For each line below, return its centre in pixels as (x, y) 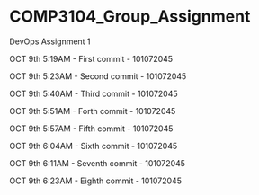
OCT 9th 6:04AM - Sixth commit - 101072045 (94, 146)
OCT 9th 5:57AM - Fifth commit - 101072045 (91, 129)
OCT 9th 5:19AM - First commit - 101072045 (91, 58)
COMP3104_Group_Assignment (130, 17)
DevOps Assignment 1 (50, 41)
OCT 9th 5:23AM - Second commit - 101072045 (98, 76)
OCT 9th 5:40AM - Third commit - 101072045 (94, 93)
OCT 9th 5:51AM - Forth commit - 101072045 (93, 111)
